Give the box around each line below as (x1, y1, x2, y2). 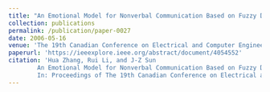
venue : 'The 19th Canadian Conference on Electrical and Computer (8, 42, 235, 50)
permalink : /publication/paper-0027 (8, 26, 131, 34)
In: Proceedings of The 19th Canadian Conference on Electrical (37, 71, 257, 79)
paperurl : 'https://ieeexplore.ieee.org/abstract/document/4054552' (8, 49, 243, 57)
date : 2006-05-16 (8, 34, 67, 42)
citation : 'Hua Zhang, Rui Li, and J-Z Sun (8, 57, 157, 65)
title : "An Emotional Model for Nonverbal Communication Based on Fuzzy (8, 11, 257, 20)
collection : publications (8, 19, 95, 27)
